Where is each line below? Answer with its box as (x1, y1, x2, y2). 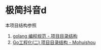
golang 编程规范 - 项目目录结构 (12, 33, 78, 39)
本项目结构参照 (5, 22, 37, 28)
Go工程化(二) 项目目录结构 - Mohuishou (12, 39, 96, 45)
